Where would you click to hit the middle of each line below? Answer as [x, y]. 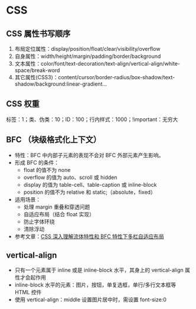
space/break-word [37, 70]
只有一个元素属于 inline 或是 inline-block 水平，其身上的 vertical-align [99, 270]
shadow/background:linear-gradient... [61, 84]
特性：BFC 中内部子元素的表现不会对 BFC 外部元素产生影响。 [89, 155]
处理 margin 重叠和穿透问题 [57, 207]
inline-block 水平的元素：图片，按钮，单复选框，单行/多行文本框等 [95, 285]
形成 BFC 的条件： [37, 162]
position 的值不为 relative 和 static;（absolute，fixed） [90, 192]
